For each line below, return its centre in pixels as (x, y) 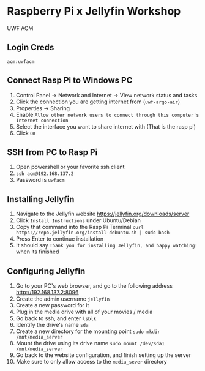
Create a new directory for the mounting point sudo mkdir (88, 331)
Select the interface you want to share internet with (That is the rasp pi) (106, 126)
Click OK (26, 133)
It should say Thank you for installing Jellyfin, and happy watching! (106, 245)
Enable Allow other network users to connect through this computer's (107, 114)
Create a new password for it (52, 305)
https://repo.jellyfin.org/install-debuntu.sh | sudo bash (93, 233)
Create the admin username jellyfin (63, 299)
